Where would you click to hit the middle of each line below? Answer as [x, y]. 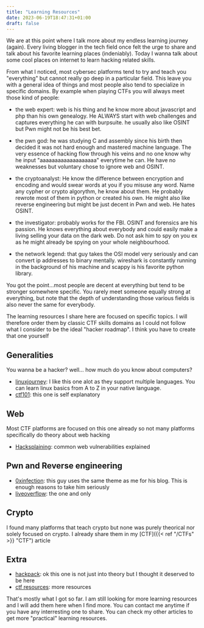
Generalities [30, 355]
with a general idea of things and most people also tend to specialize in [96, 85]
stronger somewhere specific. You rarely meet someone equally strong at [98, 292]
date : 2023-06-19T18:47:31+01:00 [49, 18]
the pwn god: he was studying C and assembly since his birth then [99, 141]
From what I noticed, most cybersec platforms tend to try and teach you [97, 72]
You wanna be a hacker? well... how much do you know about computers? [100, 370]
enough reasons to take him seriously [62, 487]
